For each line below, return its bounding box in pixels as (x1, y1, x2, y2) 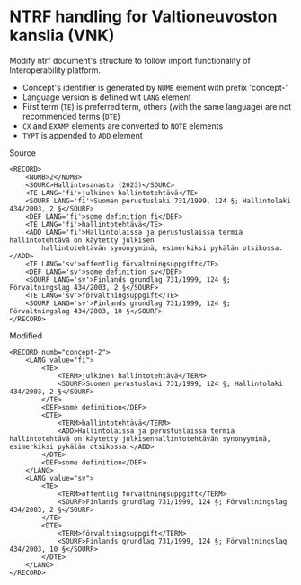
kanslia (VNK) (9, 25, 115, 46)
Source (9, 147, 36, 158)
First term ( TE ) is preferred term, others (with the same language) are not (22, 101, 292, 112)
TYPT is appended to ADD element (22, 130, 143, 140)
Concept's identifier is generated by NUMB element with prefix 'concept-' (22, 82, 288, 93)
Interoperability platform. (9, 65, 102, 76)
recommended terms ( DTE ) (22, 111, 120, 121)
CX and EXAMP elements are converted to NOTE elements (22, 120, 224, 131)
